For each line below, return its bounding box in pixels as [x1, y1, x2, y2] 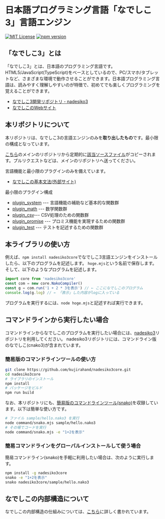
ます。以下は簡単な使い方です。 [5, 406, 69, 412]
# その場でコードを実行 [5, 425, 47, 430]
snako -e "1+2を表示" [5, 475, 47, 480]
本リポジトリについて [5, 121, 70, 129]
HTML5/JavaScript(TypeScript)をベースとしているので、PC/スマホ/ [5, 69, 141, 75]
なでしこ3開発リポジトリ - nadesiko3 [12, 98, 88, 104]
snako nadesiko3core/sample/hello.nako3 [5, 479, 90, 485]
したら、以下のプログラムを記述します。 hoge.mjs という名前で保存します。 [5, 260, 157, 266]
